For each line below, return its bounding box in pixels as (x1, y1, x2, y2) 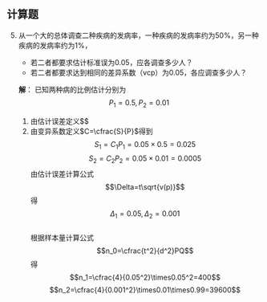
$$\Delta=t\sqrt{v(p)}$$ (105, 182, 185, 192)
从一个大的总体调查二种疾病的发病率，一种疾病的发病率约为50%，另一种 (18, 31, 259, 40)
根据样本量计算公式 (30, 233, 95, 243)
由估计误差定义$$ (30, 116, 89, 126)
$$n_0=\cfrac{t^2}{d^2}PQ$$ (96, 246, 194, 255)
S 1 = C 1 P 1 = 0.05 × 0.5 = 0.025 (94, 139, 196, 151)
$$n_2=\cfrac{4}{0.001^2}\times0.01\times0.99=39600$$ (49, 285, 241, 295)
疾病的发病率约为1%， (18, 40, 92, 50)
